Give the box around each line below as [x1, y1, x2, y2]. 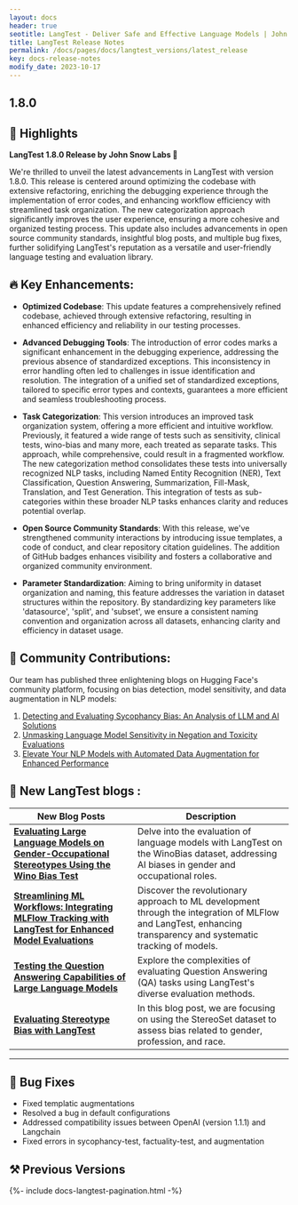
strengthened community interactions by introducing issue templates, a [21, 532, 283, 542]
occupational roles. [137, 869, 217, 881]
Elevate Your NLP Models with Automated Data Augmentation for [21, 748, 260, 759]
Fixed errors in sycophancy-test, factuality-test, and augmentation [21, 1136, 264, 1147]
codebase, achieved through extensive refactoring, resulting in [21, 310, 252, 321]
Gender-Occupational [13, 847, 110, 859]
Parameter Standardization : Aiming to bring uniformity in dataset [21, 577, 262, 588]
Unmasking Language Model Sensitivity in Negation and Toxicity [21, 729, 258, 740]
